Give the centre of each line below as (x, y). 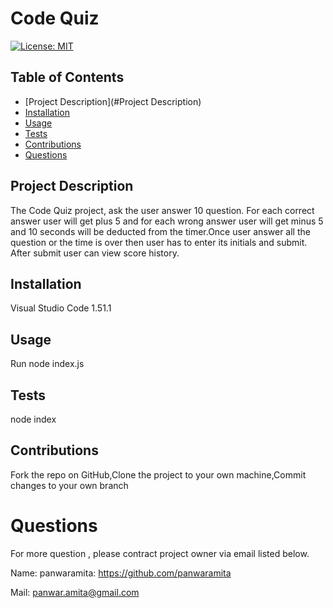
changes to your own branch (69, 485)
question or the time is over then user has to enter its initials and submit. (159, 242)
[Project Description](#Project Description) (113, 101)
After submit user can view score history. (95, 253)
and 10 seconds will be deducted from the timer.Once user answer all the (160, 231)
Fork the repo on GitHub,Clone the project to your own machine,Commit (158, 474)
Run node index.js (47, 364)
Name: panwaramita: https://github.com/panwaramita (121, 573)
